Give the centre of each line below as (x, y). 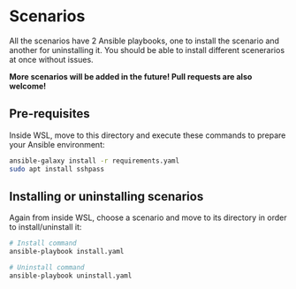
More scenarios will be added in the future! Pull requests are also (131, 76)
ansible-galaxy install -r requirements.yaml (94, 161)
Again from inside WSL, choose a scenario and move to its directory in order (148, 217)
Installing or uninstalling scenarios (106, 196)
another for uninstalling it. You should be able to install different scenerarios (147, 49)
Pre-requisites (49, 114)
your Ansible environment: (57, 144)
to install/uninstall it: (46, 227)
